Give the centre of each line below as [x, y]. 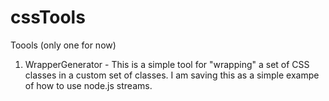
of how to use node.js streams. [88, 85]
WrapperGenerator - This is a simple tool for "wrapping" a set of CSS [167, 64]
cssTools [48, 17]
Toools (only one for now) [63, 45]
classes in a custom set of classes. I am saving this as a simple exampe [172, 75]
